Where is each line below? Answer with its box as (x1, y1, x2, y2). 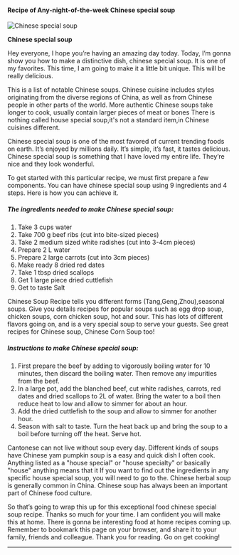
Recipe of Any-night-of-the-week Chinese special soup (7, 6, 176, 14)
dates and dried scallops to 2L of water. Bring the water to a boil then (17, 392, 221, 401)
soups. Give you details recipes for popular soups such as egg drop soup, (7, 305, 224, 313)
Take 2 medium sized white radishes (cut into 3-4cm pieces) (17, 238, 196, 247)
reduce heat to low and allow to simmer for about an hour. (17, 399, 188, 408)
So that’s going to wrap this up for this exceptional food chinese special (7, 502, 217, 512)
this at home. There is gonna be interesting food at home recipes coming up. (7, 518, 232, 527)
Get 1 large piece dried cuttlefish (17, 276, 114, 285)
